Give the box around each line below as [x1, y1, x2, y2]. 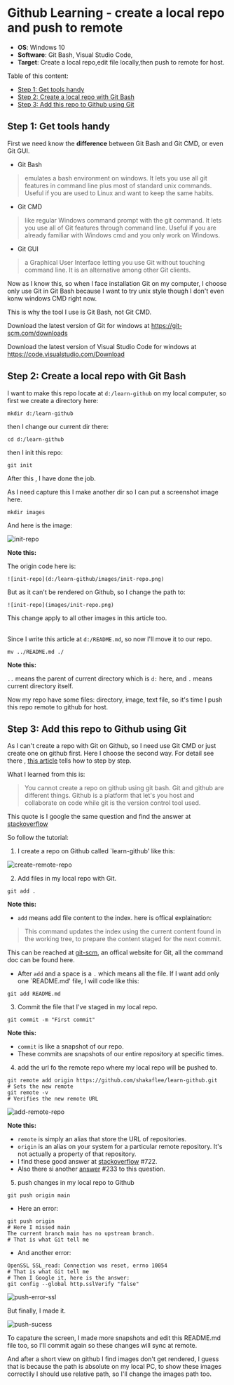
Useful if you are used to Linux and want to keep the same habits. [24, 188, 214, 197]
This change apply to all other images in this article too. [7, 613, 167, 622]
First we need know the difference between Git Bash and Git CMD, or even [7, 139, 223, 147]
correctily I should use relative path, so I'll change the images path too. [7, 1370, 212, 1378]
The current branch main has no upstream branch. [7, 1230, 156, 1238]
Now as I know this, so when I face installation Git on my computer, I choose [7, 279, 227, 287]
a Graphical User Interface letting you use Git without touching [24, 258, 205, 266]
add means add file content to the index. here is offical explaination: [17, 914, 212, 922]
